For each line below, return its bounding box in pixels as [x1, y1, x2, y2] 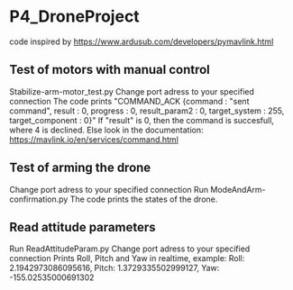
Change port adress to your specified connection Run [9, 184, 209, 195]
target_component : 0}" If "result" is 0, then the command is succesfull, [9, 114, 275, 125]
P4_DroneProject [9, 6, 140, 27]
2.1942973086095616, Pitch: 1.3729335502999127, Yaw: [9, 263, 220, 274]
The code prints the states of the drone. [69, 194, 218, 204]
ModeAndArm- [210, 184, 266, 195]
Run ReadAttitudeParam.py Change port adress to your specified [9, 243, 251, 254]
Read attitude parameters [9, 219, 156, 235]
